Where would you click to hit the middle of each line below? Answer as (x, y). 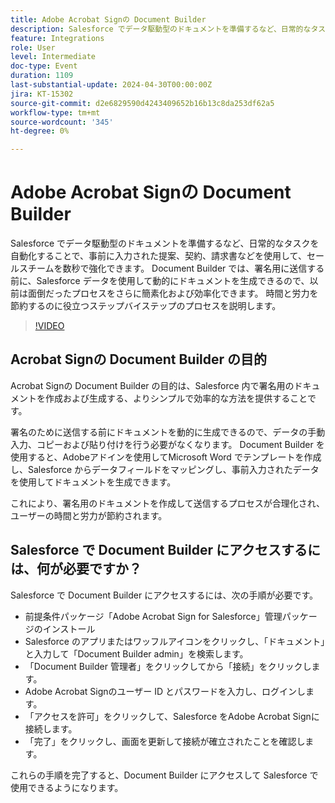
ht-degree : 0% (40, 131)
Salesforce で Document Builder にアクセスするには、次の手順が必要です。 (164, 595)
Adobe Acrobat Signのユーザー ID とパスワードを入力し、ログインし (165, 691)
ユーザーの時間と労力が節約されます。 (89, 515)
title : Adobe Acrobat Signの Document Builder (108, 19)
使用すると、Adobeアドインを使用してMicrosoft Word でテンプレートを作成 (166, 457)
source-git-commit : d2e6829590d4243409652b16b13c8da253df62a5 (142, 103)
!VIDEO (49, 326)
